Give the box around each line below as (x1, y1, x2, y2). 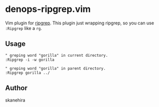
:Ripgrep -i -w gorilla (5, 57, 55, 62)
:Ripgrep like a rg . (5, 25, 42, 31)
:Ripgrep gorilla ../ (5, 70, 50, 75)
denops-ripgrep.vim (5, 3, 91, 15)
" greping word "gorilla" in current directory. (5, 53, 108, 58)
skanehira (5, 97, 26, 103)
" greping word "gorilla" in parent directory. (5, 66, 106, 71)
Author (5, 84, 27, 93)
